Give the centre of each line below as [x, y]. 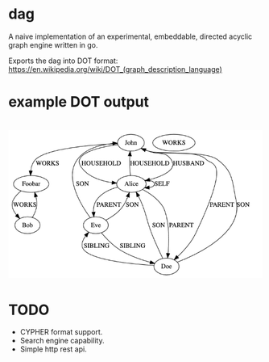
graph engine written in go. [53, 44]
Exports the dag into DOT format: [63, 61]
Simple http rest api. [53, 349]
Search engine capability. [62, 341]
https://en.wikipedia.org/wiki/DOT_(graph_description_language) [116, 69]
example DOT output [79, 102]
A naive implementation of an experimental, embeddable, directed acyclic [130, 36]
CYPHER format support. [61, 332]
